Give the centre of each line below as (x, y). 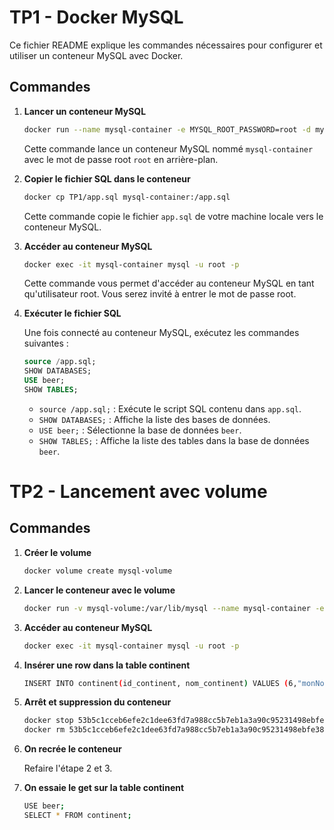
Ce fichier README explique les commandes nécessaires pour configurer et (166, 45)
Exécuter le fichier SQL (72, 313)
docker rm (44, 730)
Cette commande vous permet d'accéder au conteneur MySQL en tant (169, 283)
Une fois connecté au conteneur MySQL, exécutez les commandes (161, 333)
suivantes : (46, 343)
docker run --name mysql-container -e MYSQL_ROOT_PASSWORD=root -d (167, 129)
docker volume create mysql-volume (98, 571)
